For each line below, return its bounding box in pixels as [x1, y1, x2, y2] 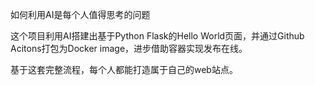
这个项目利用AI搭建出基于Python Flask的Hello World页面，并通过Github [10, 30, 305, 42]
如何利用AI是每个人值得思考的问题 [10, 9, 151, 20]
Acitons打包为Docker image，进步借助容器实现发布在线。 [10, 43, 248, 54]
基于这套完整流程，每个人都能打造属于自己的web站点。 [10, 64, 238, 75]
